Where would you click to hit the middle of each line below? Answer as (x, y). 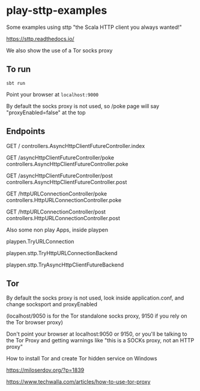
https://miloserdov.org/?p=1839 (45, 370)
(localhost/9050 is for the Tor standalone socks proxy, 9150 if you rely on (97, 316)
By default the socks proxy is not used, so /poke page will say (83, 106)
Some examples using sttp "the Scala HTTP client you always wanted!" (94, 27)
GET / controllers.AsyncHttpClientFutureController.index (76, 146)
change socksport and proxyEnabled (52, 304)
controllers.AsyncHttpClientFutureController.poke (67, 164)
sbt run (16, 83)
